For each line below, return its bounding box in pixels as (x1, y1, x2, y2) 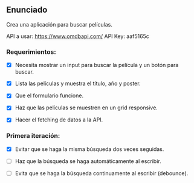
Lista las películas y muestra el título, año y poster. (15, 80, 141, 87)
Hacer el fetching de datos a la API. (15, 116, 103, 123)
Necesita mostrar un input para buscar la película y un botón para (15, 62, 179, 69)
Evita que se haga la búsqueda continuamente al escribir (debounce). (15, 169, 189, 177)
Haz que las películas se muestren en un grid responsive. (15, 104, 158, 111)
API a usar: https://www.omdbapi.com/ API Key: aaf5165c (6, 33, 149, 40)
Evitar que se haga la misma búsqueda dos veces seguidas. (15, 145, 164, 153)
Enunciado (6, 5, 48, 15)
